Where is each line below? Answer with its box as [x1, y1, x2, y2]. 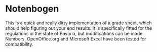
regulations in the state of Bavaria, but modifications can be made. [5, 30, 144, 36]
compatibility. [5, 41, 34, 47]
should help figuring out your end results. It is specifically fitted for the [5, 25, 152, 31]
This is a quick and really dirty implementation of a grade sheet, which [5, 20, 152, 26]
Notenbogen [5, 3, 59, 15]
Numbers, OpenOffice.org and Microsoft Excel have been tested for [5, 36, 146, 42]
